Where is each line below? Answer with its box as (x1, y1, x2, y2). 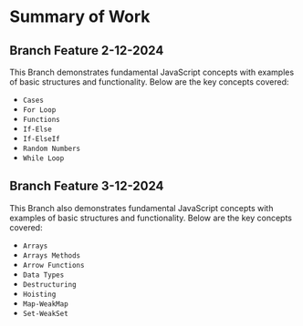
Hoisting (22, 290, 57, 299)
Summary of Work (9, 6, 151, 27)
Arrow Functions (22, 260, 85, 270)
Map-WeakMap (22, 299, 68, 309)
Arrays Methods (22, 250, 81, 260)
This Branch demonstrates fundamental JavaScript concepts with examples (9, 66, 295, 77)
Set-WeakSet (22, 309, 68, 318)
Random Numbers (22, 144, 81, 153)
